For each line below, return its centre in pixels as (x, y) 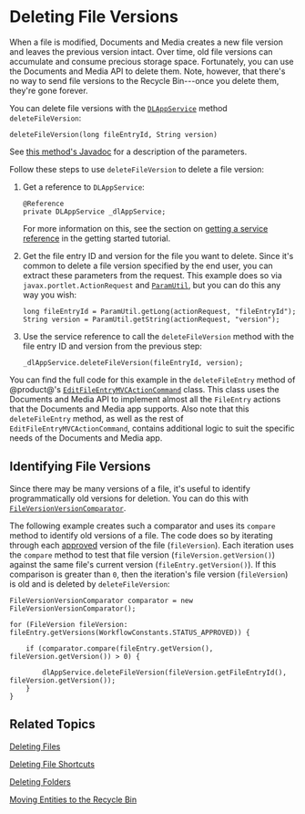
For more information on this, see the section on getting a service (145, 228)
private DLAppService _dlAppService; (94, 212)
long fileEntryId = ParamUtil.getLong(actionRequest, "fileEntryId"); (159, 311)
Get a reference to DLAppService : (84, 187)
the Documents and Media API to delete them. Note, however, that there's (147, 71)
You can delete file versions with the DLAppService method (118, 108)
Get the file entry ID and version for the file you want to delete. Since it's (158, 256)
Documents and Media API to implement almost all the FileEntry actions (145, 399)
